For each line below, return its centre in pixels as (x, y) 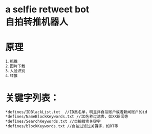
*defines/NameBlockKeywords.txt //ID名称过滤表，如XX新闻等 (67, 117)
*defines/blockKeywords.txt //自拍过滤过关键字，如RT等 (62, 126)
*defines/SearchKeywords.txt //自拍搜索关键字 (53, 122)
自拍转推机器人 (37, 22)
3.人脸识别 (15, 71)
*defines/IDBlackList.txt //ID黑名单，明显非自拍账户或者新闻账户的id (76, 112)
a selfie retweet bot (47, 9)
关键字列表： (32, 98)
